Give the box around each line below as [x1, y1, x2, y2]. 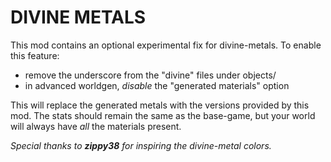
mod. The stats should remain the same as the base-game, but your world [10, 109, 316, 121]
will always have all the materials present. [10, 120, 182, 132]
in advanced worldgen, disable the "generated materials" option [24, 79, 290, 91]
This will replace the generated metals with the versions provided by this [10, 99, 310, 111]
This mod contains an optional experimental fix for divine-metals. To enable [10, 39, 322, 51]
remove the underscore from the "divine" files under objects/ [24, 69, 277, 81]
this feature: [10, 49, 60, 61]
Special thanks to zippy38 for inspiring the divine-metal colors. [10, 139, 272, 151]
